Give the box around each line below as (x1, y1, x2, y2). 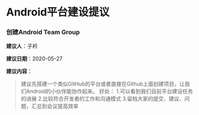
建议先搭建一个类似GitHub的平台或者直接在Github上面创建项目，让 (20, 81, 185, 88)
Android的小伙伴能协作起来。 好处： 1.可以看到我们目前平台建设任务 (26, 88, 194, 95)
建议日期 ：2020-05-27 (6, 55, 63, 62)
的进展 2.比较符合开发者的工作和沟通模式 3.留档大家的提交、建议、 (20, 95, 185, 103)
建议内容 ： (6, 68, 33, 75)
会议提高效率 (46, 103, 79, 110)
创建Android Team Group (6, 28, 80, 36)
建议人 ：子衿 (6, 43, 38, 50)
